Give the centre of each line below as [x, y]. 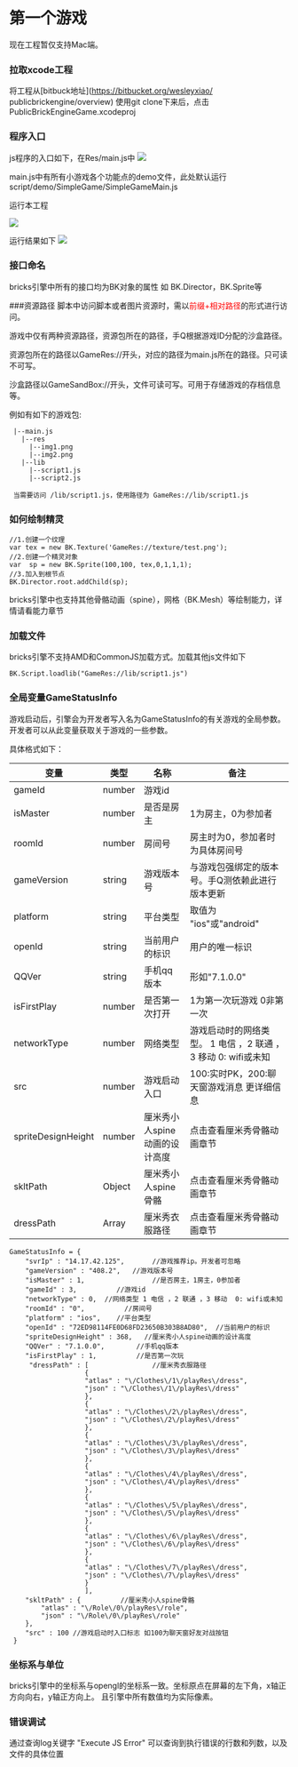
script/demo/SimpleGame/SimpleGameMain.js [94, 187]
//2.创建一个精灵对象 [43, 557]
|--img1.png [51, 447]
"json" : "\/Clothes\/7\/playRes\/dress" [162, 1575]
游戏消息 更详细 [240, 1087]
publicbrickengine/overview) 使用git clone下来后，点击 [110, 102]
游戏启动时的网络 [225, 1030]
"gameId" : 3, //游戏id [86, 1290]
